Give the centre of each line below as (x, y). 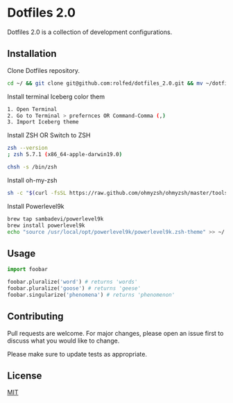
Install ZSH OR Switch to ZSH (49, 135)
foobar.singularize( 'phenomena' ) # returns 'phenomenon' (91, 295)
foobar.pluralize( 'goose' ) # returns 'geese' (74, 288)
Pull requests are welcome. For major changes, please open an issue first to (115, 333)
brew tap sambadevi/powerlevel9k (55, 219)
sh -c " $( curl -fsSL (37, 193)
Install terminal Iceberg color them (56, 96)
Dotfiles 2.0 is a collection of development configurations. (90, 32)
